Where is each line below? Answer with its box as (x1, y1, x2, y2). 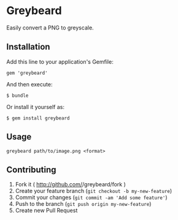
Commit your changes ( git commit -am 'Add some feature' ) (15, 194, 168, 201)
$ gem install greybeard (6, 115, 70, 121)
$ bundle (6, 93, 29, 99)
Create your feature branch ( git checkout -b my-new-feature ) (15, 188, 172, 195)
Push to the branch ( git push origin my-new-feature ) (15, 200, 152, 208)
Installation (6, 42, 50, 52)
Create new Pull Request (15, 207, 78, 214)
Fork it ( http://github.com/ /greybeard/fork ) (15, 181, 126, 188)
